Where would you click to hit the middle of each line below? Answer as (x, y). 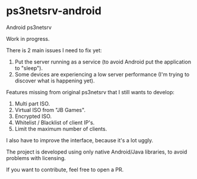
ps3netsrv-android (54, 11)
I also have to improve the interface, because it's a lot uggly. (80, 140)
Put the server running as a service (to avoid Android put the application (103, 62)
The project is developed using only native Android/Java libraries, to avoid (97, 152)
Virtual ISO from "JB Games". (50, 110)
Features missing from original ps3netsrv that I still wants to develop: (90, 92)
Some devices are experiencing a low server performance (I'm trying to (102, 74)
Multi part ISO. (32, 103)
